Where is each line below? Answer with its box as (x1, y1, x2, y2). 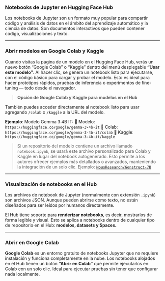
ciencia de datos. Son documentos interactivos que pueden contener (5, 26, 145, 31)
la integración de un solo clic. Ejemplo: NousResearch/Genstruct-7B (17, 164, 151, 169)
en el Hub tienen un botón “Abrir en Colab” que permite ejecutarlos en (5, 261, 149, 267)
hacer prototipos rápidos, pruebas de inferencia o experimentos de (5, 80, 141, 85)
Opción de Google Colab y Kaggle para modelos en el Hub (17, 94, 137, 100)
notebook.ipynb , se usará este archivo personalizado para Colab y (17, 148, 151, 154)
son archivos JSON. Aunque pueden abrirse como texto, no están (5, 197, 138, 203)
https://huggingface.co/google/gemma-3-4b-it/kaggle (5, 134, 115, 139)
